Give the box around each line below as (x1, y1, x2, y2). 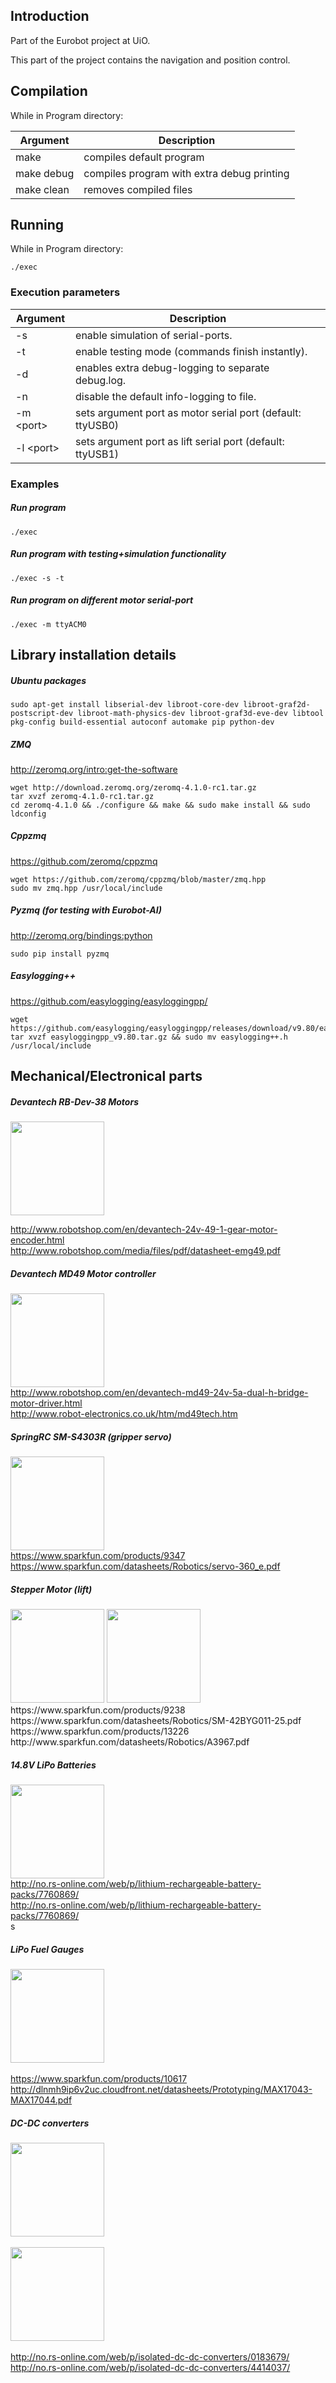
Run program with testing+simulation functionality (10, 548, 227, 560)
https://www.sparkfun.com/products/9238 (10, 1704, 186, 1716)
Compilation (10, 83, 88, 100)
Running (10, 217, 65, 234)
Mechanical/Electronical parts (10, 1068, 203, 1085)
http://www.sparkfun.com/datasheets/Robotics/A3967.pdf (10, 1736, 250, 1748)
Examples (10, 477, 60, 491)
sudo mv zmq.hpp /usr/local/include (10, 883, 163, 893)
